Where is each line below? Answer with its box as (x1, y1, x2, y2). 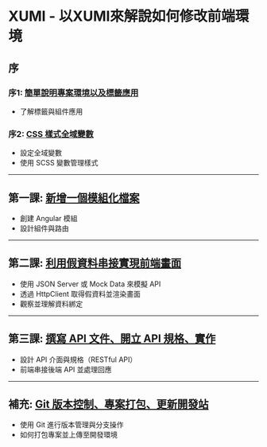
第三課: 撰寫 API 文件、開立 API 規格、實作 (8, 332, 216, 346)
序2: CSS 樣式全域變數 (8, 128, 94, 139)
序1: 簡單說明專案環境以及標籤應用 (8, 87, 139, 98)
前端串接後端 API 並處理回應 (19, 364, 113, 374)
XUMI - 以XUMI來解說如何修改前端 (8, 7, 236, 25)
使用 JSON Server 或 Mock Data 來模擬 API (19, 279, 161, 289)
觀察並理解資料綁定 (19, 299, 83, 309)
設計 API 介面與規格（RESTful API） (19, 355, 137, 364)
